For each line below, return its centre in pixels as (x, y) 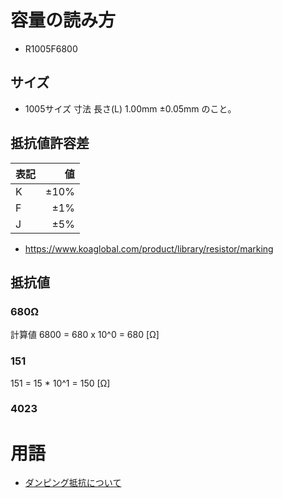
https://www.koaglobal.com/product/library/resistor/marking (149, 248)
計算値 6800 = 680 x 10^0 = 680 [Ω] (85, 335)
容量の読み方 (63, 20)
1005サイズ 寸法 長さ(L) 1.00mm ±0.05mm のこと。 (130, 108)
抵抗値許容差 (50, 143)
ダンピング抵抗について (73, 483)
